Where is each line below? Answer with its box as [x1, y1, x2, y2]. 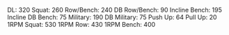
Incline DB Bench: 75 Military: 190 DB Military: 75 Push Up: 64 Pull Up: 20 [7, 13, 217, 21]
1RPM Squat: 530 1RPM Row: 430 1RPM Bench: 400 [7, 21, 156, 28]
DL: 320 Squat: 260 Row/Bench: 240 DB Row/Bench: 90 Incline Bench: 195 [7, 6, 223, 14]
